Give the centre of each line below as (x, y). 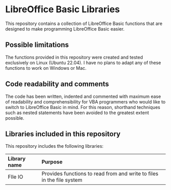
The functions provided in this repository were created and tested (74, 57)
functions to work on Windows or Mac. (46, 68)
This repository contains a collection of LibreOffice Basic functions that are (84, 23)
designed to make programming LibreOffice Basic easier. (65, 29)
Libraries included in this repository (63, 134)
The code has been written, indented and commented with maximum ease (83, 96)
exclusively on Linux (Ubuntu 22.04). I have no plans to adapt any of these (83, 63)
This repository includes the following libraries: (54, 146)
